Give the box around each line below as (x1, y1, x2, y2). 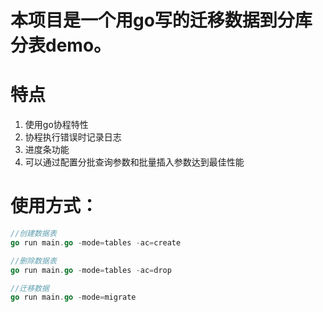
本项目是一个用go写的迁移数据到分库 (10, 9, 313, 32)
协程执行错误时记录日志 (24, 131, 122, 143)
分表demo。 (10, 34, 112, 57)
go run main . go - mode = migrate (10, 292, 137, 303)
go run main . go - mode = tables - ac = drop (10, 265, 172, 275)
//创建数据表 (10, 229, 57, 239)
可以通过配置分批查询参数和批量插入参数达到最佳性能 (24, 156, 245, 168)
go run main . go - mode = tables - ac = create (10, 237, 182, 248)
